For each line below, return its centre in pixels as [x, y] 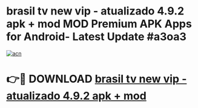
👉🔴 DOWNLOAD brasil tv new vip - [97, 79]
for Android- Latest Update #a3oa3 [96, 37]
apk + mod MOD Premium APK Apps [99, 24]
